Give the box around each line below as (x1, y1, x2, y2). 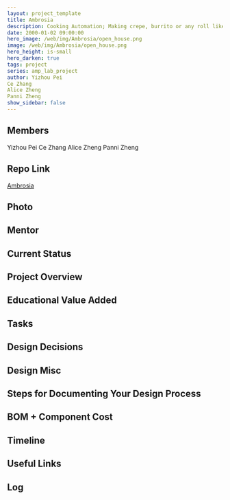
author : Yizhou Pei (7, 73, 63, 81)
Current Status (7, 248, 72, 260)
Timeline (7, 434, 46, 446)
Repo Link (7, 163, 50, 175)
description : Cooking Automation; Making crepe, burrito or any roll (7, 23, 210, 30)
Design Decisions (7, 341, 84, 353)
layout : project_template (7, 10, 81, 17)
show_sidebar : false (7, 100, 66, 106)
